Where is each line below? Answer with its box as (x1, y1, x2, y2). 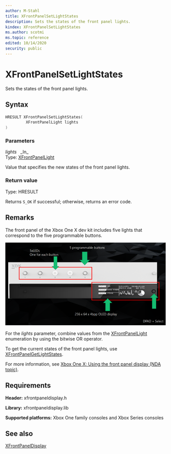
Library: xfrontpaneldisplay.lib (5, 404, 69, 411)
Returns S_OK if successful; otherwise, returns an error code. (5, 198, 132, 204)
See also (5, 429, 33, 438)
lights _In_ (5, 149, 29, 155)
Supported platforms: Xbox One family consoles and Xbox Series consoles (5, 414, 164, 421)
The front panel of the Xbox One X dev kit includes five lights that (5, 227, 142, 233)
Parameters (5, 137, 35, 145)
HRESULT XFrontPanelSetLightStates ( (5, 114, 83, 120)
